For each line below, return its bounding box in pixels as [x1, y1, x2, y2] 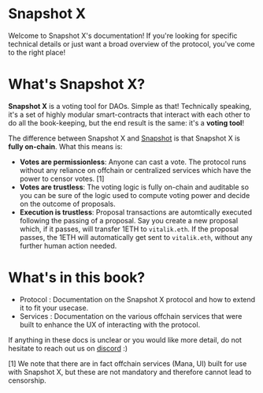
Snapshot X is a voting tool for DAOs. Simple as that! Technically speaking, [8, 101, 252, 110]
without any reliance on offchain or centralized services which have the [19, 165, 252, 174]
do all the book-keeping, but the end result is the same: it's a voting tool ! [8, 118, 245, 127]
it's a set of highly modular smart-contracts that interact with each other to [8, 110, 250, 119]
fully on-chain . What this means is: [8, 141, 124, 151]
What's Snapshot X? [8, 76, 146, 93]
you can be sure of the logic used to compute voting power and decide [19, 190, 250, 200]
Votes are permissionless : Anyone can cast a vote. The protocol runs [19, 157, 246, 167]
